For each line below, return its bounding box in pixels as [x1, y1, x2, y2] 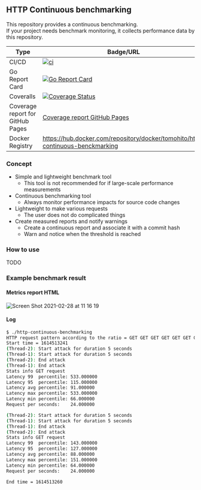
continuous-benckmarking [42, 141, 118, 150]
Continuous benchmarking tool [14, 192, 92, 199]
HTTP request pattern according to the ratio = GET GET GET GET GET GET [6, 335, 191, 341]
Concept [6, 159, 32, 168]
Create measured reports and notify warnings [14, 218, 127, 225]
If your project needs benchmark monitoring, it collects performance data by [6, 27, 195, 34]
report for [9, 109, 36, 117]
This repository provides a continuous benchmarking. [6, 20, 139, 28]
